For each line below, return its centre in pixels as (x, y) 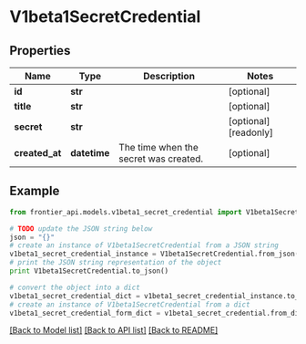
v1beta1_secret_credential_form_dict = (85, 313)
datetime (90, 153)
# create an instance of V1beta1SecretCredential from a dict (130, 304)
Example (35, 191)
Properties (40, 51)
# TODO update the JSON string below (81, 229)
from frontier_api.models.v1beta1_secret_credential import (126, 212)
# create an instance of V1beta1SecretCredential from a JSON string (144, 245)
